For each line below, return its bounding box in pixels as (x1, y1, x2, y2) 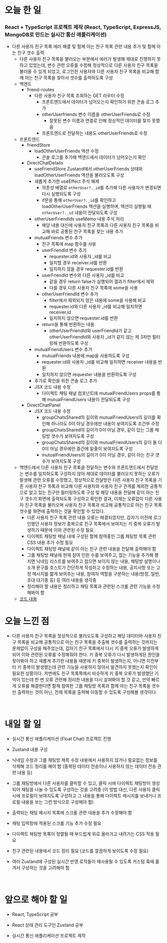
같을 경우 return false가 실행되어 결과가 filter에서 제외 (49, 278, 154, 284)
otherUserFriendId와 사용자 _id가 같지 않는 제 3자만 (49, 334, 151, 340)
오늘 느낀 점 (4, 615, 49, 626)
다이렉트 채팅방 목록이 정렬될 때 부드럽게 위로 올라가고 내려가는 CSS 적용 (11, 831, 154, 837)
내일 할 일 (4, 718, 41, 730)
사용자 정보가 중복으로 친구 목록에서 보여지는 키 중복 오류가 (40, 521, 155, 527)
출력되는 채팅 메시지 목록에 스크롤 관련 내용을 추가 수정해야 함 (11, 810, 132, 816)
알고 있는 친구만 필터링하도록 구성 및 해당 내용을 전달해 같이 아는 (28, 489, 154, 496)
